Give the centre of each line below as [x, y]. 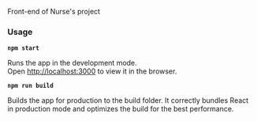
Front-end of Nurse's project [54, 11]
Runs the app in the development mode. [72, 63]
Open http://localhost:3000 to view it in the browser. [92, 71]
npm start [24, 48]
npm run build [31, 86]
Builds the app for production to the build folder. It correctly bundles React [128, 100]
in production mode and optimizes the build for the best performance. [121, 109]
